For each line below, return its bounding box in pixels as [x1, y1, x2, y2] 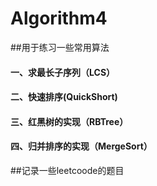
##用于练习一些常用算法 [10, 41, 110, 53]
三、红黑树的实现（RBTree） [10, 115, 129, 127]
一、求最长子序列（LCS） [10, 66, 116, 78]
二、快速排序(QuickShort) [10, 91, 118, 103]
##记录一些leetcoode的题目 [10, 164, 125, 176]
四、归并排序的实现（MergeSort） [10, 140, 153, 152]
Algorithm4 [10, 7, 108, 30]
